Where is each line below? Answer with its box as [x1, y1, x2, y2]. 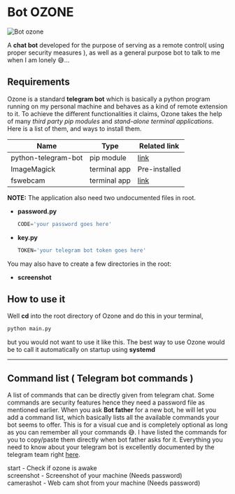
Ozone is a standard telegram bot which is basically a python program [7, 94, 211, 103]
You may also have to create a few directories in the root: [7, 260, 172, 268]
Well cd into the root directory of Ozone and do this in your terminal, [7, 312, 204, 320]
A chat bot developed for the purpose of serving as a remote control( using [7, 41, 225, 49]
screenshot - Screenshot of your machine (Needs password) [7, 472, 183, 479]
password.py [17, 207, 57, 216]
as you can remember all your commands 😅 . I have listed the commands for [7, 428, 227, 436]
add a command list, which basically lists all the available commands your [7, 414, 220, 421]
